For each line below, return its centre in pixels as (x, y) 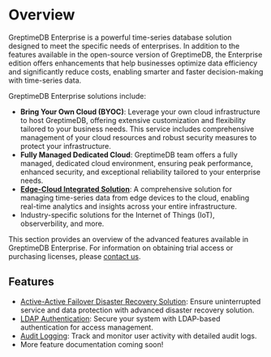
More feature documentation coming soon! (92, 344)
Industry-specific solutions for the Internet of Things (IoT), (117, 215)
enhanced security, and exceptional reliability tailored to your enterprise (140, 172)
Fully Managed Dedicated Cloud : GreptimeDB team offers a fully (129, 155)
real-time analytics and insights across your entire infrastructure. (129, 206)
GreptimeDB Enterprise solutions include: (77, 96)
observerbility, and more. (62, 223)
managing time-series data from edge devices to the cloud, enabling (135, 198)
